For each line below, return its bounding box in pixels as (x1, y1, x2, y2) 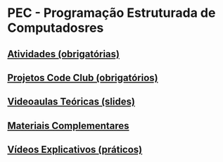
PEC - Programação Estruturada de (7, 5, 216, 21)
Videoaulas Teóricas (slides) (7, 96, 136, 108)
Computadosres (7, 20, 104, 36)
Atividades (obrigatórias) (7, 48, 120, 60)
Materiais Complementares (7, 120, 129, 132)
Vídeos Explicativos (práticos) (7, 144, 143, 156)
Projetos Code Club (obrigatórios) (7, 72, 158, 84)
